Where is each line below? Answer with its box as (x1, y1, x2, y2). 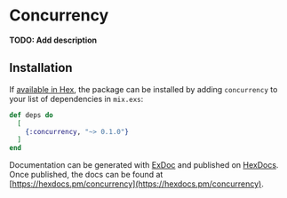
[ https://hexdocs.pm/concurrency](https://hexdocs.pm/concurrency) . (9, 178, 264, 189)
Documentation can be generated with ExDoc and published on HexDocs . (9, 160, 279, 170)
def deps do (9, 110, 53, 120)
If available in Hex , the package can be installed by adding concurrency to (9, 83, 278, 94)
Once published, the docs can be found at (9, 170, 163, 180)
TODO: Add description (9, 35, 98, 45)
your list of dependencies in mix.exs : (9, 93, 144, 104)
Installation (9, 60, 73, 75)
